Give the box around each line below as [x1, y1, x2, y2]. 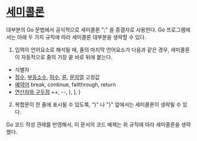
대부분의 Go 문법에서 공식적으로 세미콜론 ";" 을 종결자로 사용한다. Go [6, 26, 166, 33]
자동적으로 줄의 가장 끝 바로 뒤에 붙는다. [21, 53, 113, 60]
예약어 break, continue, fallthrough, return [14, 81, 117, 88]
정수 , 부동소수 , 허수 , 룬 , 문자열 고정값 [14, 73, 100, 81]
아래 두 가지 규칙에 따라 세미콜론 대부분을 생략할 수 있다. [17, 33, 147, 40]
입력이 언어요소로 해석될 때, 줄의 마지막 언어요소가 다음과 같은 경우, [14, 46, 170, 53]
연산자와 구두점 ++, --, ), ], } [14, 88, 81, 95]
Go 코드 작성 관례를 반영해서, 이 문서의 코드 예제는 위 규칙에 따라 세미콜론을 [6, 121, 180, 128]
